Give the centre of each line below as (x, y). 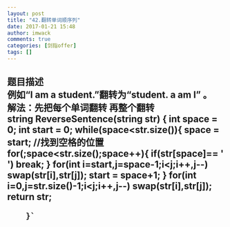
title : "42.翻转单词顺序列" (44, 20)
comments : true (29, 39)
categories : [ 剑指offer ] (42, 46)
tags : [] (20, 53)
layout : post (26, 13)
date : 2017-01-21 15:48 (41, 26)
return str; (30, 197)
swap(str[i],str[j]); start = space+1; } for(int (102, 175)
